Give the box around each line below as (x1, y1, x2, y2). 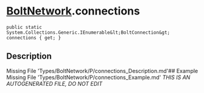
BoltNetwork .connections (6, 4, 140, 18)
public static (6, 24, 43, 30)
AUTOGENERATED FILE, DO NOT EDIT (6, 80, 103, 87)
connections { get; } (6, 34, 62, 40)
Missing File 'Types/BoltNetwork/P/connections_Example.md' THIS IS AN (6, 74, 191, 81)
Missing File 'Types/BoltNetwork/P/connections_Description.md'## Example (6, 67, 199, 74)
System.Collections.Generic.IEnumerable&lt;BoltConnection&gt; (6, 29, 171, 36)
